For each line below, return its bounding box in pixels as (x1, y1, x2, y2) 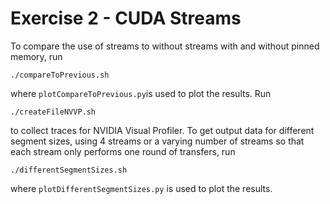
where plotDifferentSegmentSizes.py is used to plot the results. (10, 182, 273, 194)
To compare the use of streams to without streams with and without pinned (10, 40, 320, 52)
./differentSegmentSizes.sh (10, 165, 128, 175)
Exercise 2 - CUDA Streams (10, 7, 242, 30)
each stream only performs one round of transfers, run (10, 145, 236, 157)
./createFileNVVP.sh (10, 107, 97, 117)
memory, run (10, 50, 63, 62)
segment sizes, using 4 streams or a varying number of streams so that (10, 135, 305, 147)
